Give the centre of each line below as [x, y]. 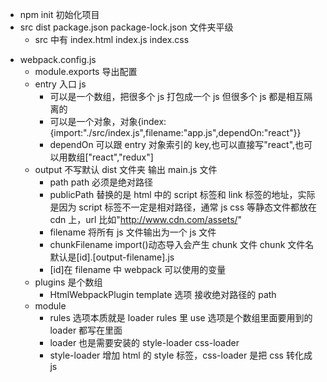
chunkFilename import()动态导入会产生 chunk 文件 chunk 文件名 [182, 244]
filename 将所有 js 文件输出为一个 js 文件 [133, 232]
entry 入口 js [60, 84]
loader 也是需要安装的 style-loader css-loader [144, 342]
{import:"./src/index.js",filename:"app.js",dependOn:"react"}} [175, 132]
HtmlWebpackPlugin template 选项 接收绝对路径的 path [163, 294]
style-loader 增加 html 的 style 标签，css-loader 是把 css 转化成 [181, 355]
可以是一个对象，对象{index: [108, 121]
